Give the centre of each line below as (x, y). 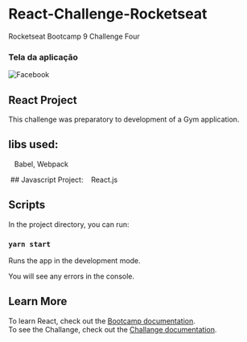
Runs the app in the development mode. (74, 260)
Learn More (38, 301)
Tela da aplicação (43, 57)
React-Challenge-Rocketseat (108, 14)
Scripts (27, 205)
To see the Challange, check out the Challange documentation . (113, 329)
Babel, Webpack (41, 164)
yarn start (29, 244)
